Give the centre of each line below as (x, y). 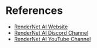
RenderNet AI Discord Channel (51, 32)
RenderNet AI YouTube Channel (52, 39)
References (34, 11)
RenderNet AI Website (41, 27)
